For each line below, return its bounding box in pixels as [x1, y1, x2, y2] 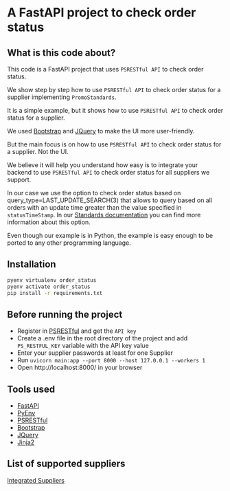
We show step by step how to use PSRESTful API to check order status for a [7, 86, 221, 94]
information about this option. [7, 218, 91, 226]
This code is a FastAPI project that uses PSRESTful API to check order [7, 65, 204, 73]
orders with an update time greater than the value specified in [7, 204, 182, 211]
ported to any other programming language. [7, 239, 132, 247]
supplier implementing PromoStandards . [7, 93, 117, 101]
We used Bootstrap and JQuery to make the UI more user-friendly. [7, 127, 195, 135]
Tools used [7, 383, 56, 395]
